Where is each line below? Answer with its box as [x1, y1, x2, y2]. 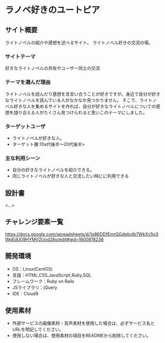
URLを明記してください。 [12, 326, 64, 333]
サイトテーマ [5, 53, 36, 60]
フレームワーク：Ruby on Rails [12, 278, 75, 284]
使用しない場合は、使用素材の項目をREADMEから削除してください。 [12, 333, 151, 339]
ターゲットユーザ [5, 123, 46, 130]
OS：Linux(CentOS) [12, 266, 53, 272]
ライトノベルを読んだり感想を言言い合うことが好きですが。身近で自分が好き [5, 91, 161, 97]
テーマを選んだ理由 [5, 79, 51, 86]
